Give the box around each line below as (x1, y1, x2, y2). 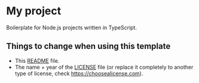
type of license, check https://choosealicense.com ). (14, 70, 143, 77)
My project (6, 4, 62, 18)
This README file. (14, 57, 60, 64)
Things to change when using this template (6, 41, 171, 51)
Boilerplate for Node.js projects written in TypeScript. (6, 24, 137, 31)
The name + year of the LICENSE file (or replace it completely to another (14, 63, 194, 70)
